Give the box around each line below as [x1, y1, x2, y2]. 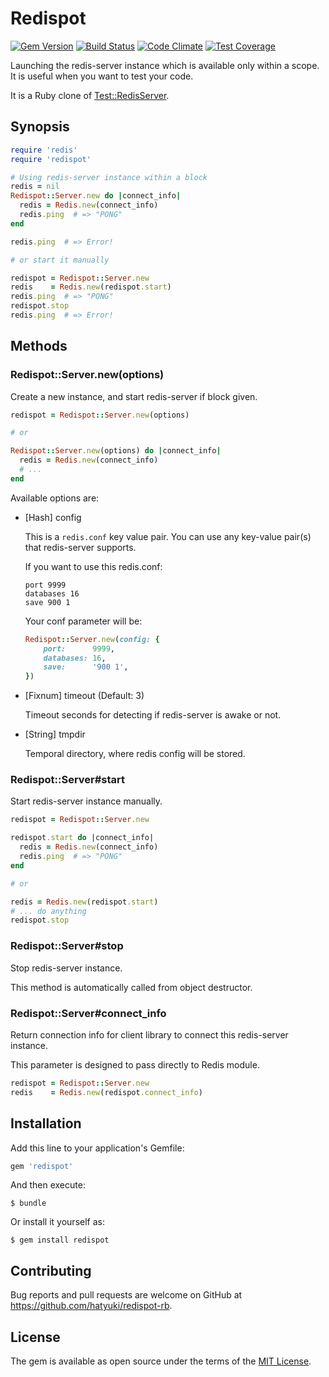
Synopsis [10, 118, 70, 136]
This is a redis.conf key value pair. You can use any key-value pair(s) [24, 530, 312, 542]
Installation [10, 1115, 82, 1132]
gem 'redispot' [10, 1161, 74, 1171]
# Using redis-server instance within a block [10, 172, 208, 182]
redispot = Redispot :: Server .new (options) [10, 410, 190, 420]
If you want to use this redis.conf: [24, 560, 163, 572]
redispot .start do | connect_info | [10, 833, 155, 843]
